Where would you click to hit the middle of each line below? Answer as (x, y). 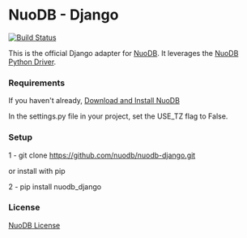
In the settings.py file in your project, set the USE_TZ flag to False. (118, 116)
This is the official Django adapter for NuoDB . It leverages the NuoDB (123, 53)
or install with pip (37, 171)
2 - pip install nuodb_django (55, 186)
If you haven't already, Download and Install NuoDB (94, 101)
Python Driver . (32, 62)
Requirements (37, 83)
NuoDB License (34, 225)
